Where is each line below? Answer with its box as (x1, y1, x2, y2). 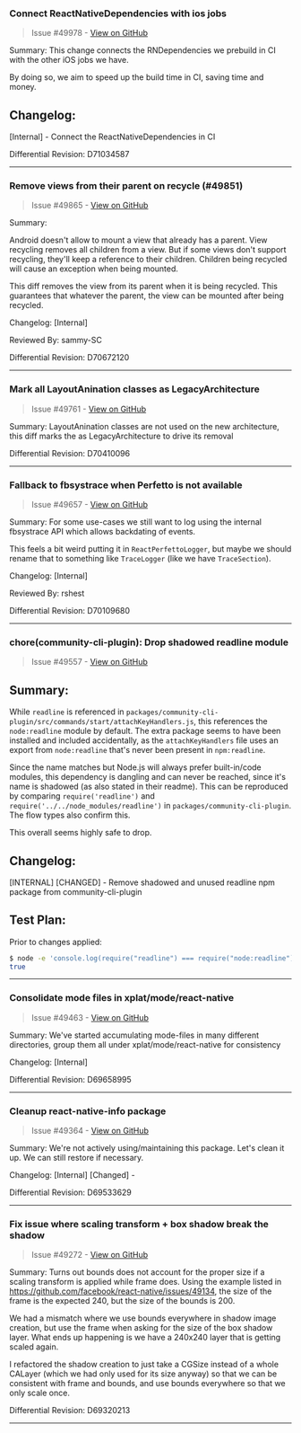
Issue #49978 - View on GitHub (30, 28, 149, 39)
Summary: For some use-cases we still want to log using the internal (9, 517, 262, 527)
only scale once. (9, 1387, 70, 1399)
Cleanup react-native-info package (9, 1104, 167, 1117)
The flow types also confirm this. (9, 809, 131, 820)
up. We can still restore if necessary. (9, 1153, 144, 1163)
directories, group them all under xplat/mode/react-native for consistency (9, 1039, 281, 1049)
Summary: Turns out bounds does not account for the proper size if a (9, 1267, 265, 1278)
